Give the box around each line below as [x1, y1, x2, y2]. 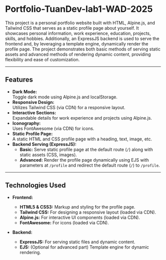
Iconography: [12, 120, 41, 126]
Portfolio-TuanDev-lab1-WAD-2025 [5, 3, 153, 15]
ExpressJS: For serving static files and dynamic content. [19, 239, 136, 245]
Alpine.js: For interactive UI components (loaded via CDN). [19, 214, 140, 220]
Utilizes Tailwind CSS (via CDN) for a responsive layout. [12, 104, 125, 110]
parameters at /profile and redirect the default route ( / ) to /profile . [19, 162, 160, 168]
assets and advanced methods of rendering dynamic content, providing [5, 51, 151, 57]
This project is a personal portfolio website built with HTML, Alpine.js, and [5, 20, 156, 26]
